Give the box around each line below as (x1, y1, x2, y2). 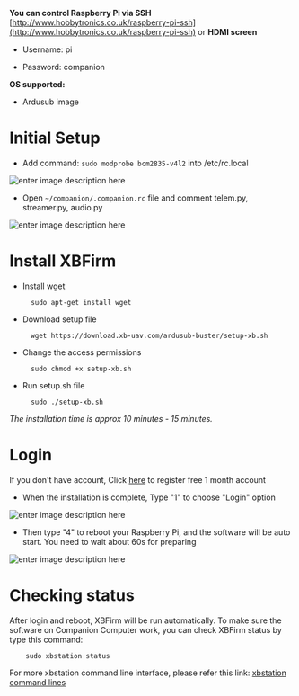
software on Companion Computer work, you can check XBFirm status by (9, 624, 283, 635)
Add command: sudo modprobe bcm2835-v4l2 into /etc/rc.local (22, 157, 249, 168)
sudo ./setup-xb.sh (31, 397, 103, 406)
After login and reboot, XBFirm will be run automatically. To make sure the (9, 615, 282, 626)
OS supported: (9, 79, 66, 89)
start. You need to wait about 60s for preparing (22, 536, 197, 547)
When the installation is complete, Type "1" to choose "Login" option (22, 492, 276, 503)
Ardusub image (22, 96, 79, 107)
